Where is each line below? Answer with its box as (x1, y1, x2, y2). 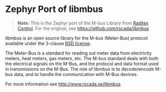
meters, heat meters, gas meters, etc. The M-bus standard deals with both (5, 55, 159, 61)
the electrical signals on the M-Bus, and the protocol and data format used (5, 60, 159, 66)
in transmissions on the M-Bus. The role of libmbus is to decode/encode (5, 66, 154, 72)
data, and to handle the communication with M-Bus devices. (14, 71, 138, 77)
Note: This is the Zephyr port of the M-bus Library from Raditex (17, 20, 148, 26)
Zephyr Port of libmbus (5, 3, 103, 15)
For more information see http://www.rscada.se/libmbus (5, 81, 121, 87)
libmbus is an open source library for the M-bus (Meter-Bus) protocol (5, 35, 148, 41)
